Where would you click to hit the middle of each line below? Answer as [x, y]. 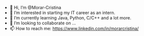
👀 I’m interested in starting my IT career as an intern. [62, 13]
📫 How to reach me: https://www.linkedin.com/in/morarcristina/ [74, 28]
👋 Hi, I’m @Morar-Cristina [35, 8]
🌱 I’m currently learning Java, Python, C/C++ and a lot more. [71, 18]
